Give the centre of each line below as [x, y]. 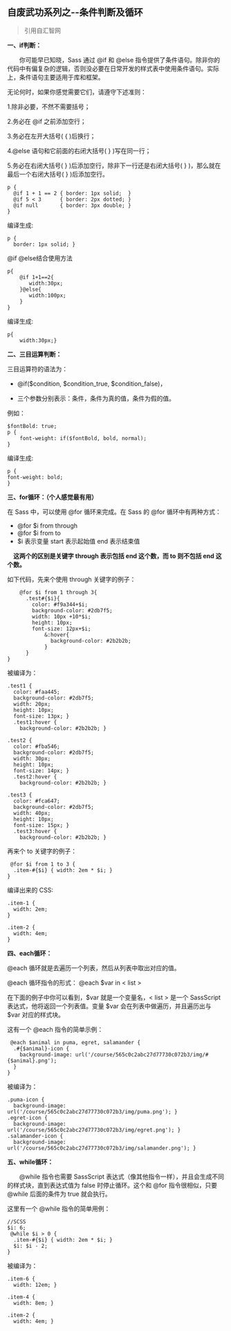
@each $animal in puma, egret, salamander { [75, 1042]
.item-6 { [21, 1279]
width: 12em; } [35, 1285]
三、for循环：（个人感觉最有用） [53, 497]
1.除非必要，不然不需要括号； [49, 107]
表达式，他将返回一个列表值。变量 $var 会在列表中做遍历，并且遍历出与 [109, 1006]
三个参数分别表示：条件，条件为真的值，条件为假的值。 [96, 398]
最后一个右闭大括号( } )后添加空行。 [58, 174]
